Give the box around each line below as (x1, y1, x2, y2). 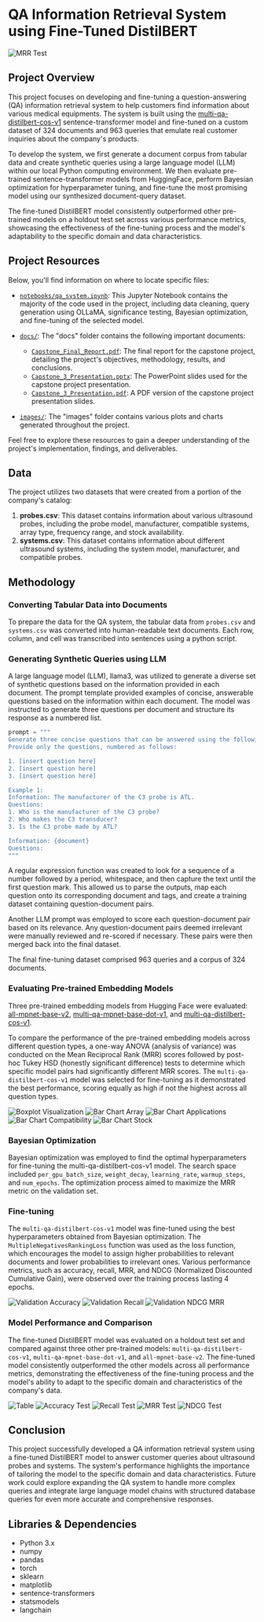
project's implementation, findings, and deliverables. (8, 444, 178, 453)
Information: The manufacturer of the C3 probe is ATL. (8, 793, 195, 801)
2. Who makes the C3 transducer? (8, 815, 118, 824)
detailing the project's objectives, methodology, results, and (31, 354, 225, 364)
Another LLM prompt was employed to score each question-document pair (8, 915, 251, 924)
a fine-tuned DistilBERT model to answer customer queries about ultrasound (8, 1453, 255, 1462)
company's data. (8, 1385, 63, 1395)
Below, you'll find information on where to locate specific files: (8, 275, 210, 284)
